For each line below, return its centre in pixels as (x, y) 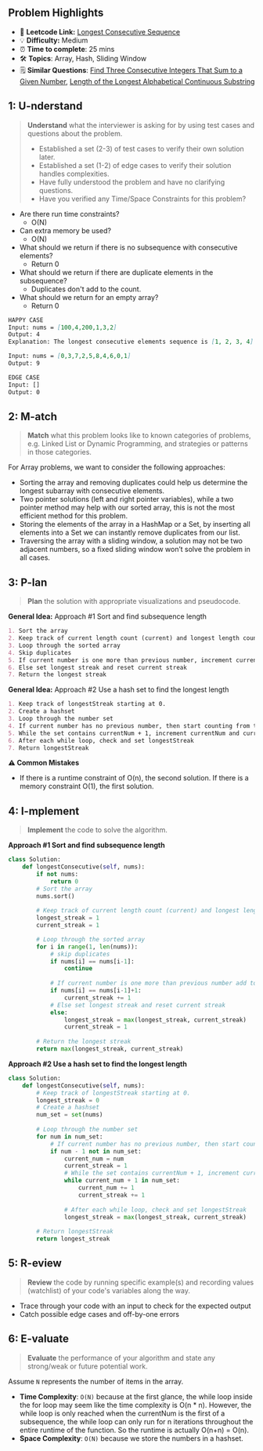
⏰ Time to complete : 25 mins (67, 49)
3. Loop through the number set (61, 718)
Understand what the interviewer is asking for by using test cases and (141, 125)
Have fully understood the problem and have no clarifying (132, 182)
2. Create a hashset (42, 711)
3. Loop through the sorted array (65, 645)
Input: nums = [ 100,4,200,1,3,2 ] (63, 327)
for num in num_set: (70, 1137)
